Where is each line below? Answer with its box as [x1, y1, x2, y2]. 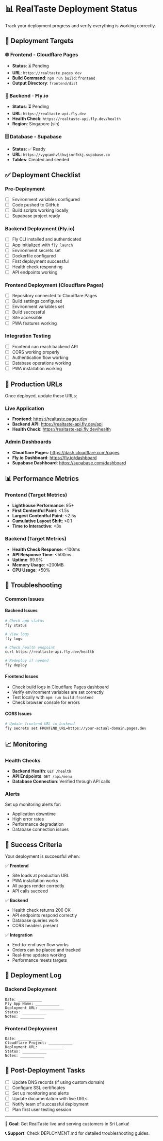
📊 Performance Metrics [5, 474, 79, 483]
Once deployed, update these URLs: [5, 392, 78, 398]
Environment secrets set [12, 247, 61, 253]
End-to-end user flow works [12, 942, 69, 948]
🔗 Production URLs [5, 380, 63, 388]
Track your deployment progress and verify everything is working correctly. [5, 22, 156, 29]
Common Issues [5, 596, 45, 602]
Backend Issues [5, 608, 38, 613]
